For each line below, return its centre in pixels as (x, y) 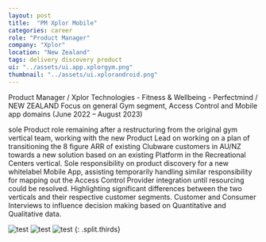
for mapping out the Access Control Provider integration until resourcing (126, 180)
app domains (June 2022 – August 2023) (75, 114)
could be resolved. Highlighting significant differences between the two (125, 188)
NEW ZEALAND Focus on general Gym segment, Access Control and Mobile (133, 106)
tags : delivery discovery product (66, 60)
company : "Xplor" (37, 45)
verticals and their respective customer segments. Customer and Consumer (132, 197)
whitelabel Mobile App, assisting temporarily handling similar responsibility (130, 171)
